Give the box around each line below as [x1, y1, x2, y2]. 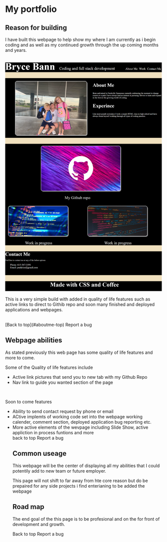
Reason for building [5, 23, 67, 32]
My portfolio [5, 3, 57, 15]
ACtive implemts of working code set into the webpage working [12, 413, 143, 420]
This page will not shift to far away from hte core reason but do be [12, 478, 148, 484]
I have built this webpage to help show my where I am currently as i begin [5, 36, 156, 42]
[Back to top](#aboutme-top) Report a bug [5, 322, 92, 328]
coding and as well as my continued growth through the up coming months [5, 42, 159, 48]
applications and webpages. [5, 307, 63, 313]
